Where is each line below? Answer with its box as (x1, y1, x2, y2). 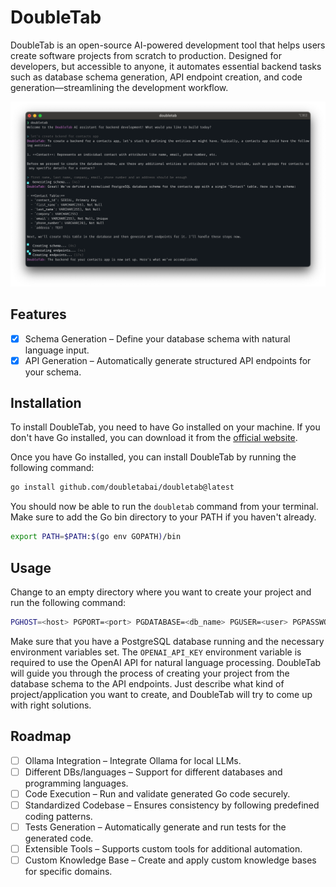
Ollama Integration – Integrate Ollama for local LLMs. (24, 754, 242, 766)
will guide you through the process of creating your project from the (10, 667, 290, 679)
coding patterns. (24, 810, 93, 822)
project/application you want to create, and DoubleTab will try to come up (10, 688, 313, 700)
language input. (24, 344, 90, 356)
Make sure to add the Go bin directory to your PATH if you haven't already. (10, 511, 317, 523)
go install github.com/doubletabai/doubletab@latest (10, 482, 235, 493)
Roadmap (10, 728, 72, 745)
